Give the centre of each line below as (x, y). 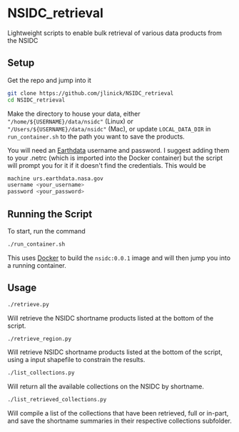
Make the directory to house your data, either (74, 114)
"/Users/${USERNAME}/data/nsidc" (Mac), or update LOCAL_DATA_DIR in (109, 129)
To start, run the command (46, 231)
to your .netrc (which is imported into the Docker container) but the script (115, 158)
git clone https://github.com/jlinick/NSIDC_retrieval (91, 93)
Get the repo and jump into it (49, 80)
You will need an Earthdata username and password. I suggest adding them (118, 150)
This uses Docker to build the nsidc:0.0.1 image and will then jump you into (119, 258)
